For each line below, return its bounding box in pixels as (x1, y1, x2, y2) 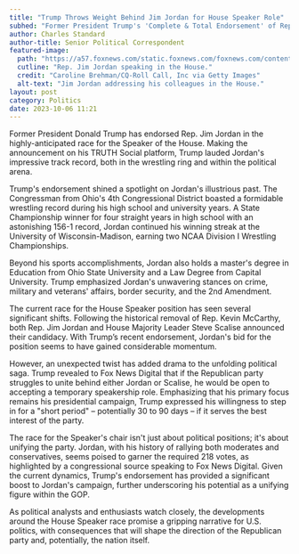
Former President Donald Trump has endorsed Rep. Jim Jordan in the (9, 128, 264, 139)
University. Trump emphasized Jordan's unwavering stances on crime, (9, 277, 269, 288)
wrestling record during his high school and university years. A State (9, 202, 261, 214)
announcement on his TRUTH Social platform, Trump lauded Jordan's (9, 148, 265, 159)
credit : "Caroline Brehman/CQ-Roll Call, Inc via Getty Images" (17, 71, 261, 80)
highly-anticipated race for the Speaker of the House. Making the (9, 138, 248, 149)
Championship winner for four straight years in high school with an (9, 212, 254, 223)
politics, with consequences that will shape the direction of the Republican (9, 525, 282, 536)
